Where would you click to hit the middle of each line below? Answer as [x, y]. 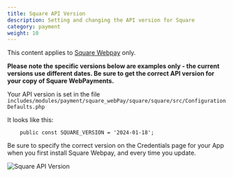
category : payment [34, 26]
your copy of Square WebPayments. [61, 81]
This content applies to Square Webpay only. [72, 53]
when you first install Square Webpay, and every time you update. [102, 153]
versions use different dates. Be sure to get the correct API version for [111, 74]
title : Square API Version [46, 14]
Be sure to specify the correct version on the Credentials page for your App [116, 146]
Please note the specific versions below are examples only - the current [113, 66]
